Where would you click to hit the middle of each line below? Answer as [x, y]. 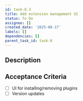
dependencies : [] [22, 37]
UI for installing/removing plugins [45, 88]
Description [23, 60]
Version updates [28, 94]
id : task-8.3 [18, 9]
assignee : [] [18, 23]
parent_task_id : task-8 [29, 41]
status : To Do [19, 18]
